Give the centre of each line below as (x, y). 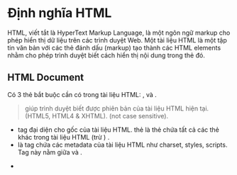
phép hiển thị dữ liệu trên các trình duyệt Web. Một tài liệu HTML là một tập (117, 40)
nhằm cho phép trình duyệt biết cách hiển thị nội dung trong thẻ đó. (106, 55)
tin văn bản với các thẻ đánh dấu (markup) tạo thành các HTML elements (114, 47)
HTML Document (46, 78)
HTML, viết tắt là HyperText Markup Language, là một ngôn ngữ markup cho (119, 33)
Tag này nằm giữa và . (50, 152)
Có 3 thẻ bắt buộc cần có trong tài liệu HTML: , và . (82, 94)
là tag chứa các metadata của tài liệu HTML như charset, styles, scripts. (122, 145)
